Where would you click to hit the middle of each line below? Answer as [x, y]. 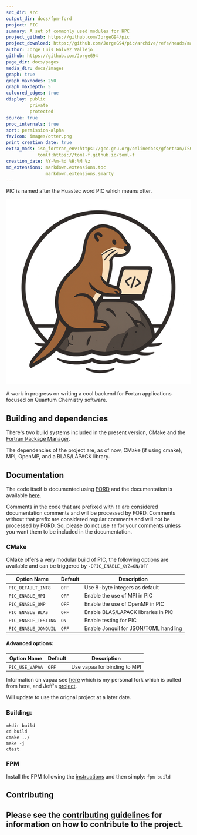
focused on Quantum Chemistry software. [57, 400]
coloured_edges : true [33, 93]
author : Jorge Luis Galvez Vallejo [50, 50]
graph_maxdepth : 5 [28, 87]
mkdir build [21, 726]
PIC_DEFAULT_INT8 [30, 588]
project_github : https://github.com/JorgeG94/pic [68, 37]
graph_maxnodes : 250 [31, 81]
